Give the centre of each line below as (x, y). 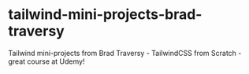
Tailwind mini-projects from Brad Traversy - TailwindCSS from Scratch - (125, 53)
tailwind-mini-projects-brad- (105, 15)
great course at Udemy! (46, 61)
